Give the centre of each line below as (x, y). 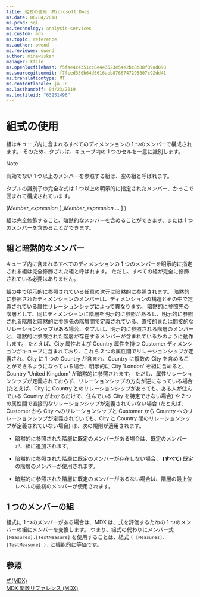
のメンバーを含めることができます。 (50, 227)
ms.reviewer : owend (30, 51)
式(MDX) (17, 581)
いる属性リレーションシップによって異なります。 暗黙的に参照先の (108, 306)
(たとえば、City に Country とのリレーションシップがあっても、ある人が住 (97, 388)
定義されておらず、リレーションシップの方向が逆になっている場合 (112, 381)
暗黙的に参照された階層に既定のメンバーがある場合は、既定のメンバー (101, 438)
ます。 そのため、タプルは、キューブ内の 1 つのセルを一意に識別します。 (95, 151)
